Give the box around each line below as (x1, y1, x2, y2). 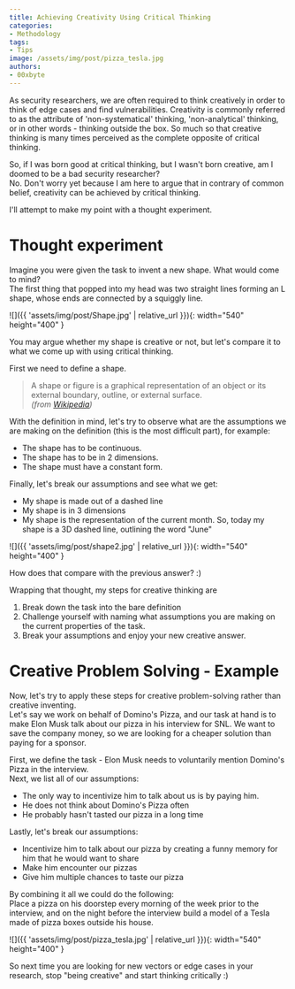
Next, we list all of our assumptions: (9, 773, 140, 784)
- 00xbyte (9, 71, 46, 80)
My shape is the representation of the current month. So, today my (21, 514, 265, 525)
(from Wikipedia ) (30, 399, 93, 410)
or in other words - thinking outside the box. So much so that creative (9, 123, 262, 134)
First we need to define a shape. (9, 363, 126, 373)
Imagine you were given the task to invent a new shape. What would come (9, 264, 280, 275)
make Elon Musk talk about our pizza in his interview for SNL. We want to (9, 718, 276, 729)
